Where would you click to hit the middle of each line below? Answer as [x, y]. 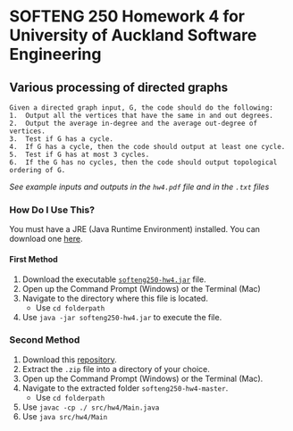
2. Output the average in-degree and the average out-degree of [133, 123]
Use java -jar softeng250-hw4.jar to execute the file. [122, 317]
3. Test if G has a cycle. [62, 139]
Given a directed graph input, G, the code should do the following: [142, 108]
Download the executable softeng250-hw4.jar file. [114, 279]
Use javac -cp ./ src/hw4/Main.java [91, 407]
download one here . [46, 239]
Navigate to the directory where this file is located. [115, 298]
